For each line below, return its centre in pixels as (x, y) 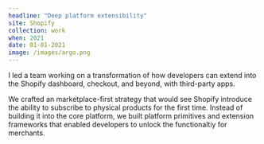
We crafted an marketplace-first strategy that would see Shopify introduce (130, 99)
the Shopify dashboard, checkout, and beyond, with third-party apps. (122, 84)
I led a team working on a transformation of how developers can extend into (132, 75)
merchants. (27, 133)
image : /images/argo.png (49, 53)
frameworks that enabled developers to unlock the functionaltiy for (118, 125)
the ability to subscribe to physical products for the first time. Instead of (126, 107)
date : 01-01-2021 (37, 45)
